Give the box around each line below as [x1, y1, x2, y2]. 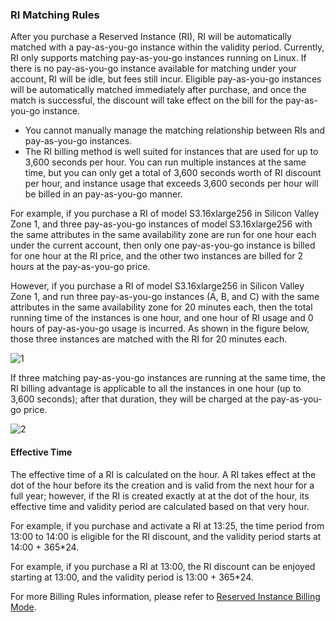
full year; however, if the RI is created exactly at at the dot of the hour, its [10, 489, 310, 502]
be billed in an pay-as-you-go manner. [24, 188, 183, 200]
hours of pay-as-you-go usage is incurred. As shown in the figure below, [10, 323, 310, 335]
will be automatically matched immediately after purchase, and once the [10, 84, 307, 96]
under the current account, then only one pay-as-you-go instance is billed [10, 239, 316, 252]
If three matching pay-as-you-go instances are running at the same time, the [10, 372, 326, 384]
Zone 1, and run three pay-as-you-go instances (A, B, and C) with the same [10, 291, 320, 303]
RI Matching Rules [10, 8, 100, 22]
